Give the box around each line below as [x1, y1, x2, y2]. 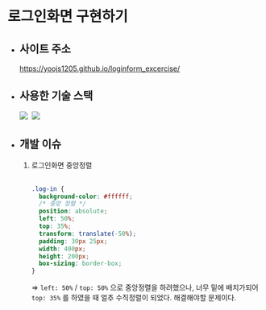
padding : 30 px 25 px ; [38, 237, 108, 246]
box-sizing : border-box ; [38, 259, 123, 268]
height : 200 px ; [38, 252, 90, 260]
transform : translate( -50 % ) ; [38, 229, 137, 238]
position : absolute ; [38, 207, 108, 216]
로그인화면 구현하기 [7, 7, 128, 26]
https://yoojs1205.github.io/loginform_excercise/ [19, 64, 181, 73]
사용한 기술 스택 [19, 89, 94, 103]
